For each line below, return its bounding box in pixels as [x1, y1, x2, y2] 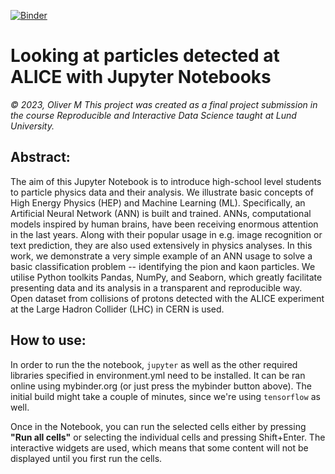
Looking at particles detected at [10, 45, 280, 67]
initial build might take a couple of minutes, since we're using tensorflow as [10, 390, 321, 402]
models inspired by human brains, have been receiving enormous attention [10, 218, 319, 230]
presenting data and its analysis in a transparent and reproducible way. [10, 281, 303, 294]
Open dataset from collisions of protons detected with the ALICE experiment [10, 292, 325, 304]
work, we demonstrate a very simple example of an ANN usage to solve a [10, 250, 313, 262]
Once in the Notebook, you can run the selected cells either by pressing [10, 420, 307, 432]
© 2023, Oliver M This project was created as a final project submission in [10, 98, 318, 110]
